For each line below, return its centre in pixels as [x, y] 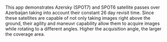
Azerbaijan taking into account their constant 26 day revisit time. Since [80, 13]
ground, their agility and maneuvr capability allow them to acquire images [82, 23]
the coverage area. [25, 34]
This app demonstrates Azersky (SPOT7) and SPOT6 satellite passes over [82, 7]
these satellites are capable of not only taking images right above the [78, 18]
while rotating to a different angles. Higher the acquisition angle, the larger [83, 29]
